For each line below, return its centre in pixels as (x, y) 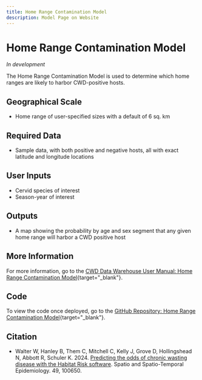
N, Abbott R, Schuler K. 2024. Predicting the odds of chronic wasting (101, 358)
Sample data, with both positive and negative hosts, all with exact (97, 150)
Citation (22, 337)
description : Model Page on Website (52, 18)
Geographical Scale (44, 102)
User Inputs (29, 176)
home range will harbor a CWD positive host (70, 237)
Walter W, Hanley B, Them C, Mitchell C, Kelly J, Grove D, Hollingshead (103, 351)
